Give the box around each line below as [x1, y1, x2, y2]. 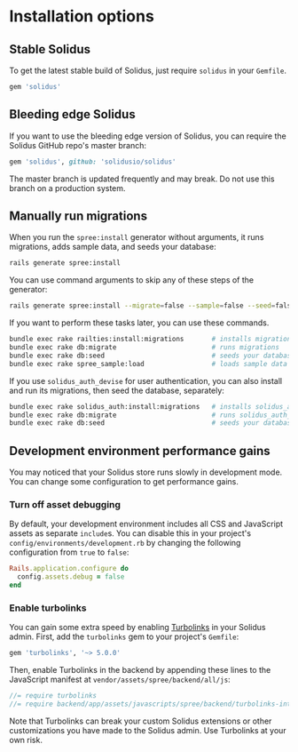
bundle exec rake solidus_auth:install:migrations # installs [9, 402, 252, 411]
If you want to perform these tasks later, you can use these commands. [9, 317, 270, 328]
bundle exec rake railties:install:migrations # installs [9, 335, 252, 344]
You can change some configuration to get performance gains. [9, 476, 239, 487]
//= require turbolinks [9, 692, 98, 700]
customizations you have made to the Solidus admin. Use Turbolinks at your [9, 724, 286, 735]
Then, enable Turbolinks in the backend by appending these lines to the [9, 665, 271, 676]
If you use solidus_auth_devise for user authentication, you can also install [9, 375, 282, 386]
